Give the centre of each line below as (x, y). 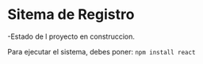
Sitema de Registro (71, 15)
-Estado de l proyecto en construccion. (71, 36)
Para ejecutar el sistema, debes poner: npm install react (101, 51)
